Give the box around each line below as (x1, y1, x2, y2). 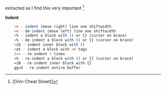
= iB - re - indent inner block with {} (14, 60, 92, 65)
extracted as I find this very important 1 (5, 4, 84, 11)
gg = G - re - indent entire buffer (14, 65, 81, 70)
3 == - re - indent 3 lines (14, 51, 65, 56)
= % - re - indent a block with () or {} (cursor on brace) (14, 56, 134, 61)
